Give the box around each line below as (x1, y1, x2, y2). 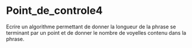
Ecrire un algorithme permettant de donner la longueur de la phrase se (6, 23, 176, 30)
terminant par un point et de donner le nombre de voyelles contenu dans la (6, 29, 186, 36)
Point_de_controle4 (6, 4, 103, 17)
